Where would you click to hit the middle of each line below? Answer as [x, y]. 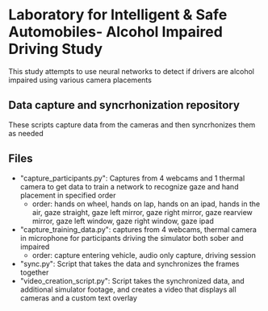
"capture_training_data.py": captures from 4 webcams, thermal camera [138, 229]
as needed [26, 133]
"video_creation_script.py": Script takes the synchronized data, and [132, 280]
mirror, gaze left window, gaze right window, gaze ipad [123, 221]
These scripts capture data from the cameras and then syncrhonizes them [132, 124]
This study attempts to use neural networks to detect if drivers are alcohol [131, 71]
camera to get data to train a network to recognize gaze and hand [129, 186]
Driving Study [56, 49]
